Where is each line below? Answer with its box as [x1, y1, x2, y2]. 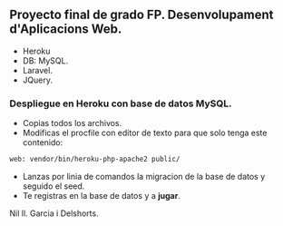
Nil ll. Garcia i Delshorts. [9, 208, 99, 219]
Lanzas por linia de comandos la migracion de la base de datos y [22, 171, 266, 182]
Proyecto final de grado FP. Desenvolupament [9, 7, 274, 23]
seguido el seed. [22, 181, 85, 192]
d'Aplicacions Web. [9, 22, 122, 37]
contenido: [22, 137, 63, 148]
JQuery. [22, 74, 53, 85]
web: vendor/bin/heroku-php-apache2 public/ [9, 154, 181, 164]
